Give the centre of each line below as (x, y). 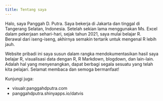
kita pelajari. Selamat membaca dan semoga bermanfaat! (62, 69)
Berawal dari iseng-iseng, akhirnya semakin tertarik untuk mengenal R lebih (81, 39)
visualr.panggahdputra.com (40, 88)
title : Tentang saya (26, 10)
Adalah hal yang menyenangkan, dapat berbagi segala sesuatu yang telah (79, 64)
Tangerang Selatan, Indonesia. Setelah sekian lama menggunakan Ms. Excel (81, 29)
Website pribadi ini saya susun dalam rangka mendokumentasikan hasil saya (82, 54)
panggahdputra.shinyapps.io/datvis (48, 93)
